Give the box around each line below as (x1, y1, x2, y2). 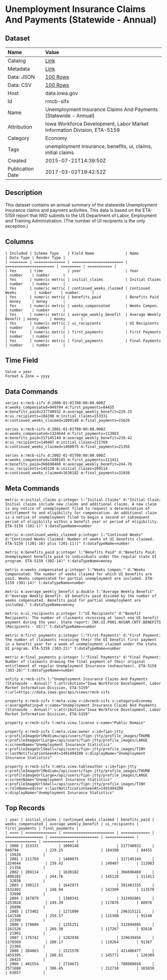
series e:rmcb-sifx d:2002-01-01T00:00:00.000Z (5, 453, 106, 458)
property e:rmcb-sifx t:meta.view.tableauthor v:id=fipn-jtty (5, 764, 137, 769)
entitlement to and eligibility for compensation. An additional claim (5, 511, 157, 516)
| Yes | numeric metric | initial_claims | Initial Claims (5, 277, 162, 282)
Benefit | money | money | (5, 316, 83, 321)
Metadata (7, 65, 30, 72)
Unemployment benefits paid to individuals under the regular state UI (5, 554, 157, 559)
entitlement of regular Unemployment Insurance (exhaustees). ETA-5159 (5, 664, 157, 669)
